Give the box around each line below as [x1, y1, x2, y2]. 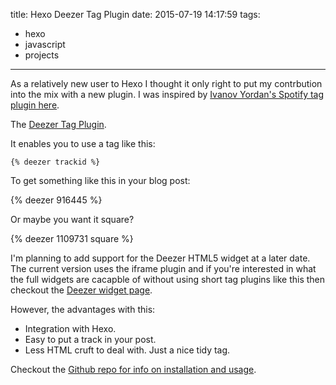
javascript [24, 39, 66, 50]
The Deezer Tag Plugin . [10, 119, 107, 130]
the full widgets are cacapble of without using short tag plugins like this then [10, 274, 326, 285]
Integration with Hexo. [24, 323, 117, 334]
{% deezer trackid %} [10, 157, 101, 167]
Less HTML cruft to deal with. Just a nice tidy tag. [24, 344, 231, 356]
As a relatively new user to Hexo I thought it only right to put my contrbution [10, 78, 323, 89]
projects [24, 49, 60, 61]
